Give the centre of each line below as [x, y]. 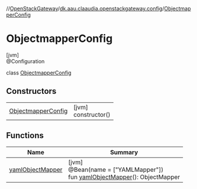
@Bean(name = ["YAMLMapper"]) [116, 170]
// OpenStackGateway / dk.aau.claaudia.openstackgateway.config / [85, 9]
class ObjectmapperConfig [39, 73]
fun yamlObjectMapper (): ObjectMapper [124, 177]
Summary [124, 152]
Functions [25, 136]
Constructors [31, 91]
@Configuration [25, 61]
